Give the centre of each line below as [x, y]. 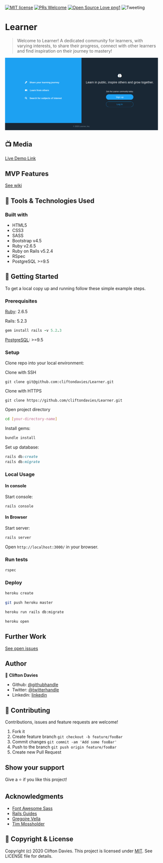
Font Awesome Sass [32, 808]
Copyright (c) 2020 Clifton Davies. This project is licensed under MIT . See [79, 851]
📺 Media [19, 144]
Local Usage [20, 474]
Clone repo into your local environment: [45, 363]
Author [16, 664]
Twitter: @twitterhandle [35, 690]
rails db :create [21, 457]
